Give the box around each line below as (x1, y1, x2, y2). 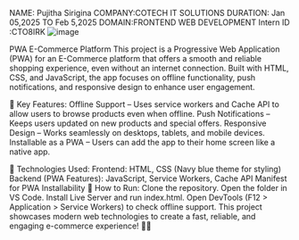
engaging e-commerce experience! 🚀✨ (9, 220, 152, 231)
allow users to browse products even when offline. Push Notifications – (9, 109, 270, 119)
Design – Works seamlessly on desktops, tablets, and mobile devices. (9, 128, 265, 137)
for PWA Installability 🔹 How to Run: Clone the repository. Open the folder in (9, 183, 287, 193)
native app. (9, 146, 51, 157)
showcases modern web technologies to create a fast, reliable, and (9, 211, 256, 221)
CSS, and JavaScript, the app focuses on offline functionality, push (9, 72, 256, 83)
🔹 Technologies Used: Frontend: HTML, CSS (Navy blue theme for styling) (9, 164, 282, 174)
